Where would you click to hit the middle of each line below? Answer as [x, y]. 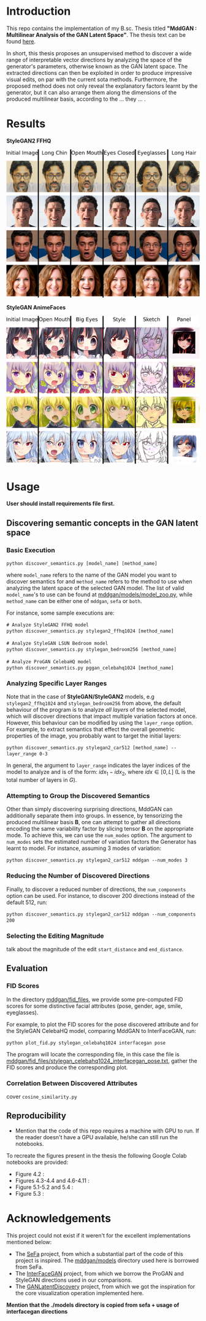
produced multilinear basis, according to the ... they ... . [76, 99]
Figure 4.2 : [30, 1174]
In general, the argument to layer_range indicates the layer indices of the [98, 765]
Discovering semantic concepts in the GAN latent [102, 523]
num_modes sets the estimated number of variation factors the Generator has [101, 842]
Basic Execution [31, 550]
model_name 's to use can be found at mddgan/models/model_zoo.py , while [100, 594]
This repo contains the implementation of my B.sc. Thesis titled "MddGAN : [102, 28]
